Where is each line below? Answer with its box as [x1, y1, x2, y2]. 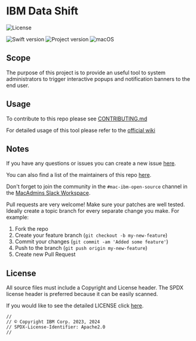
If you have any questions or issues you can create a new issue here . [6, 160, 176, 167]
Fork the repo [14, 225, 49, 233]
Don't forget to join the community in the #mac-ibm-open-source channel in [6, 183, 188, 190]
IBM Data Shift [6, 4, 79, 18]
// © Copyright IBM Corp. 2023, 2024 [6, 319, 100, 325]
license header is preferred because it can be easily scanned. [6, 291, 158, 298]
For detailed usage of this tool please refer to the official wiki [6, 126, 155, 134]
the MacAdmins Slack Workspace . [6, 189, 91, 197]
